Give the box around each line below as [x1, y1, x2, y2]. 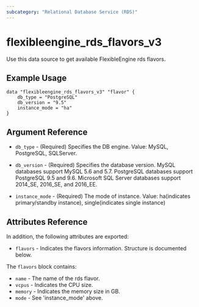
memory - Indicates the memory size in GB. [15, 288, 120, 295]
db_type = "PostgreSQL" [17, 94, 78, 101]
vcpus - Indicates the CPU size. [15, 281, 93, 288]
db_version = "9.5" [17, 100, 67, 106]
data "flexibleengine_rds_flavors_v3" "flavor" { [6, 89, 136, 95]
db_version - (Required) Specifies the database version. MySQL [15, 161, 176, 169]
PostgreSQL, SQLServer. [15, 150, 78, 157]
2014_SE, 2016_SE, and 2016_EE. [15, 181, 98, 188]
